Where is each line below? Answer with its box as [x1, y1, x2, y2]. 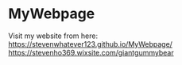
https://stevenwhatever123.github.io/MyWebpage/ [8, 39, 173, 48]
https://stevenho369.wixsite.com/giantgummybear [8, 48, 174, 57]
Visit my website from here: [8, 31, 98, 40]
